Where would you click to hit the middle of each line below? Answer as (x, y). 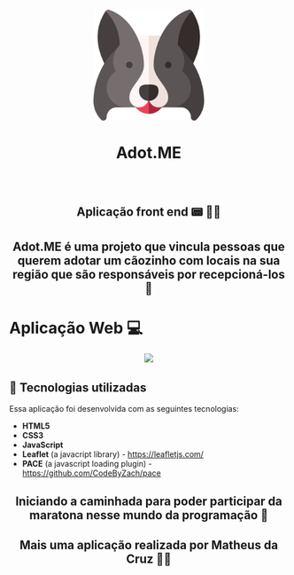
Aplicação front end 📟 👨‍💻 (149, 212)
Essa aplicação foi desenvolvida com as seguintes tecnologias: (124, 409)
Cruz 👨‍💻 (149, 559)
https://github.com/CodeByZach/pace (91, 473)
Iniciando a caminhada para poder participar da (149, 501)
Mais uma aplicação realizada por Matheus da (149, 545)
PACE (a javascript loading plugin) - (87, 464)
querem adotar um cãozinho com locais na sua (149, 260)
